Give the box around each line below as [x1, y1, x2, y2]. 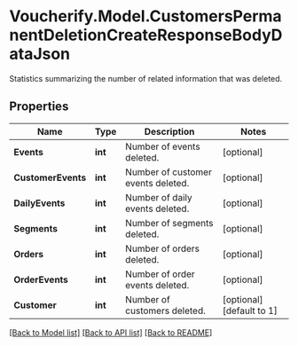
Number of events [125, 140, 201, 153]
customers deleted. [125, 304, 206, 317]
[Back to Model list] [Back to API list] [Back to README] [9, 326, 213, 338]
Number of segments [125, 216, 215, 229]
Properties [9, 99, 69, 114]
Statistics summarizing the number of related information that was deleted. [9, 73, 283, 83]
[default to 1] [222, 304, 278, 317]
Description [144, 125, 195, 138]
